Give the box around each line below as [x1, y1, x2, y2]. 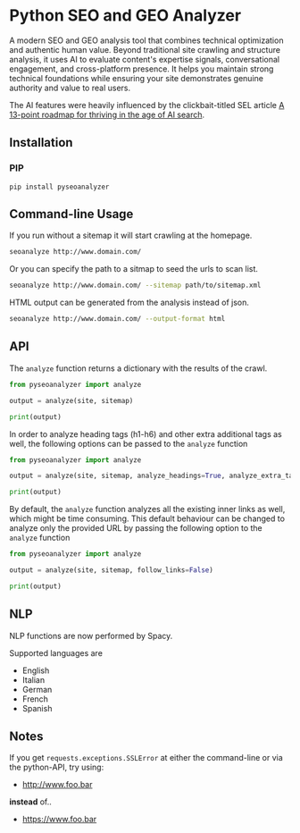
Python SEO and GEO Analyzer [9, 5, 242, 26]
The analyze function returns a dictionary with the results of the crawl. [9, 363, 268, 374]
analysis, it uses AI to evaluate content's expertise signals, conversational [9, 54, 279, 64]
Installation [9, 135, 73, 150]
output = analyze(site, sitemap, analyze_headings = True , [9, 471, 226, 481]
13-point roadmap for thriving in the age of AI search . [9, 109, 205, 120]
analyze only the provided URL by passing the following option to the [9, 523, 263, 534]
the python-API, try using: [9, 761, 104, 773]
